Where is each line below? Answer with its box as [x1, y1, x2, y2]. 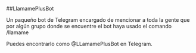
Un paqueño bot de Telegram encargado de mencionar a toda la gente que [6, 16, 190, 23]
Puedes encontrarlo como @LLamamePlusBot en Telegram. [6, 41, 153, 47]
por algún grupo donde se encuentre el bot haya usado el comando [6, 23, 172, 29]
